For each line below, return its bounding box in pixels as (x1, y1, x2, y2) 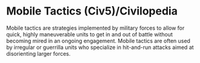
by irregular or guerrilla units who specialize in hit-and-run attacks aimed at (6, 44, 195, 51)
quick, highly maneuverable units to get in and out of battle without (6, 30, 173, 38)
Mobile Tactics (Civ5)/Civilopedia (6, 4, 178, 18)
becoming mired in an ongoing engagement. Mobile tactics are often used (6, 37, 190, 44)
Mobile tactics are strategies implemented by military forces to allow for (6, 24, 185, 31)
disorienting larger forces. (6, 50, 71, 57)
